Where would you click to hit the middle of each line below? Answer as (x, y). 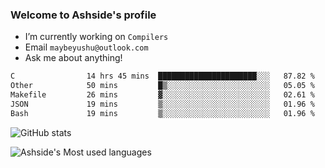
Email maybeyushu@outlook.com (86, 47)
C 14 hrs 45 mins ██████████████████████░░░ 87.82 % (162, 76)
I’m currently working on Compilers (96, 37)
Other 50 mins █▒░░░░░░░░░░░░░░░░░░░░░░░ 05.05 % (162, 86)
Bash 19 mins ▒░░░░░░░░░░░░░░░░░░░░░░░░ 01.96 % (162, 113)
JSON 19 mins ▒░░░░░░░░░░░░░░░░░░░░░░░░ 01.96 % (162, 104)
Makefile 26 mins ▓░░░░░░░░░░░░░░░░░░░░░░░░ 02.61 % (162, 95)
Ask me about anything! (73, 58)
